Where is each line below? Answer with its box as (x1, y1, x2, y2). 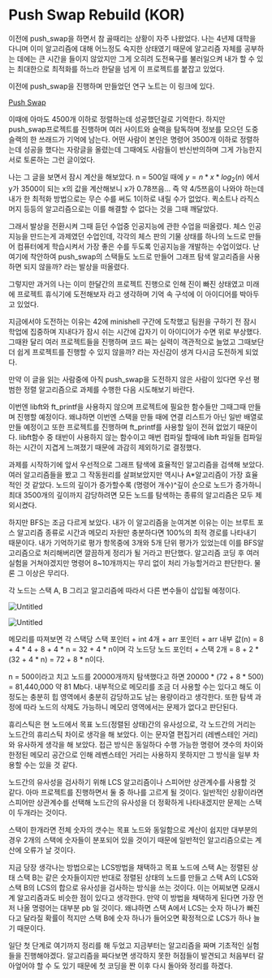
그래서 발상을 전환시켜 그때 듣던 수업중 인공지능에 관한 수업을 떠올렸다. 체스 (8, 221, 247, 230)
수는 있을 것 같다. (23, 760, 78, 769)
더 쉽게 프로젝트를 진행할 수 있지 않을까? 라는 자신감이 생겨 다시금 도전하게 (8, 347, 244, 356)
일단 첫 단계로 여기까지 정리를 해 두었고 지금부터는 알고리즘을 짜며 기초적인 (8, 940, 245, 950)
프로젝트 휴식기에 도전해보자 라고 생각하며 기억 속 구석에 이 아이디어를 (16, 289, 238, 299)
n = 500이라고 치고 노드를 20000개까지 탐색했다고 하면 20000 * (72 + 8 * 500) (8, 671, 264, 681)
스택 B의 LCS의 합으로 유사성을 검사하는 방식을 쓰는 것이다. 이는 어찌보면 (8, 882, 239, 892)
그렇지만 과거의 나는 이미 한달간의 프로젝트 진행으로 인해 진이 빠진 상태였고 (8, 278, 245, 289)
